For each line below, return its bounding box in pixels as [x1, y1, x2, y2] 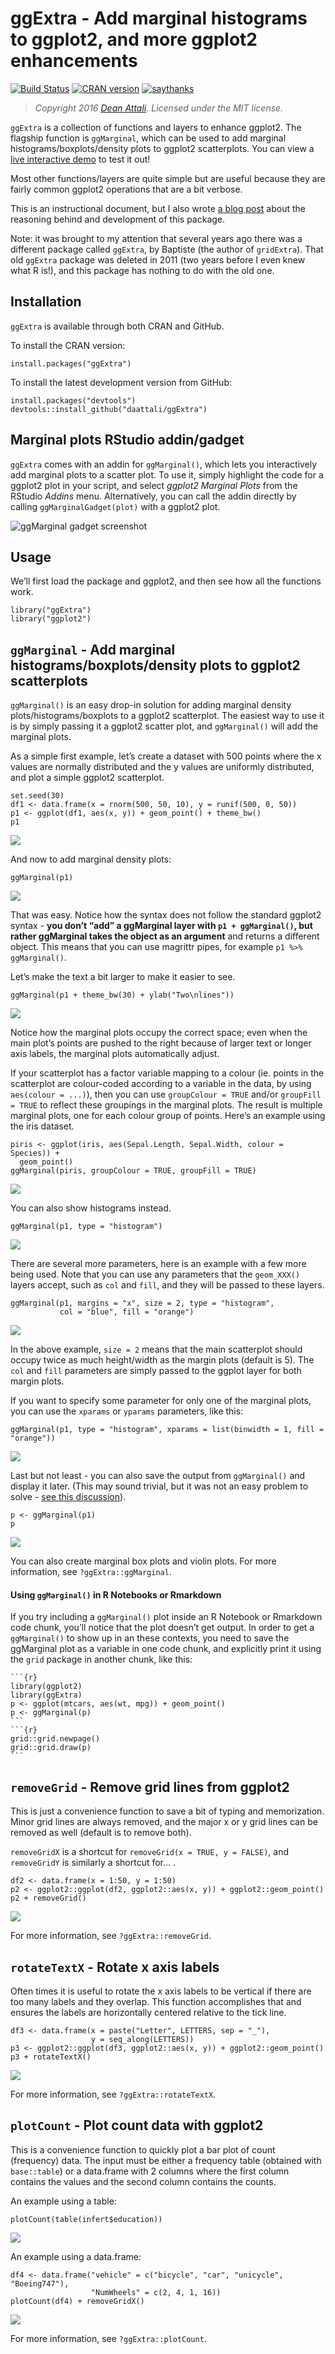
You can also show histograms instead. [10, 1202, 172, 1214]
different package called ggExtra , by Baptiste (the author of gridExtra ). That [10, 243, 324, 255]
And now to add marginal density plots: [10, 853, 172, 866]
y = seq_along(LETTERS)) [90, 2035, 195, 2045]
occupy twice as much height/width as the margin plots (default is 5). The [10, 1354, 315, 1366]
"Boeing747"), [10, 2278, 70, 2289]
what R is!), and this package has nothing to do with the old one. [10, 264, 275, 276]
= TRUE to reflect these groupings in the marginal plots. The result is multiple [10, 1099, 323, 1111]
